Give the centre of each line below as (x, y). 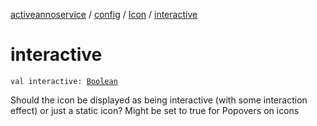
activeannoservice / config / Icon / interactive (104, 14)
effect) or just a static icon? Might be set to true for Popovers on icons (155, 110)
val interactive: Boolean (64, 81)
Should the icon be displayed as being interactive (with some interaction (159, 100)
